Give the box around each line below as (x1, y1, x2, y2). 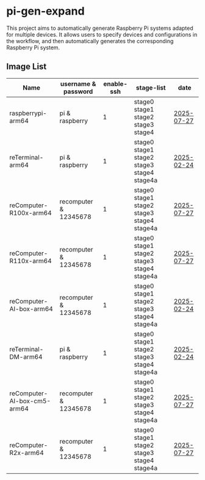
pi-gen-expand (6, 4, 85, 18)
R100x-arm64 (9, 208, 52, 217)
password (63, 87, 93, 96)
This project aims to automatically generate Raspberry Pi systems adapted (6, 24, 193, 32)
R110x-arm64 (9, 256, 52, 265)
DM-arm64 (9, 352, 43, 361)
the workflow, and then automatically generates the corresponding (6, 37, 174, 44)
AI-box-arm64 (9, 305, 53, 313)
